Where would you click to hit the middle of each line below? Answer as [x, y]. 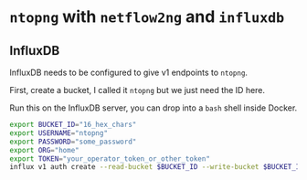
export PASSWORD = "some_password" [73, 142]
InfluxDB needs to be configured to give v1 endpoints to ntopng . [129, 72]
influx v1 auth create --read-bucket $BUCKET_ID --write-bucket [134, 167]
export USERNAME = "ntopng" [58, 133]
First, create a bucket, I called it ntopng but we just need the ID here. [138, 90]
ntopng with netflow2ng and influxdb [147, 17]
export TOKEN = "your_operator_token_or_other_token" [110, 159]
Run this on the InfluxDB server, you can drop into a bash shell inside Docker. [153, 108]
